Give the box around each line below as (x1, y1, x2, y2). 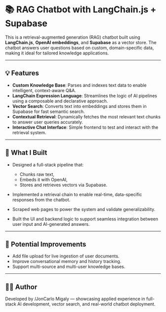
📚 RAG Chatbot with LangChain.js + (5, 4, 157, 15)
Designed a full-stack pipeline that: (12, 161, 84, 167)
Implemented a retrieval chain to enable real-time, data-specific (12, 191, 142, 197)
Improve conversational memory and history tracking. (12, 259, 122, 264)
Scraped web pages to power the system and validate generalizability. (12, 206, 156, 212)
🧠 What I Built (5, 149, 47, 157)
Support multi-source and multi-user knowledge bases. (12, 263, 125, 270)
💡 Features (5, 69, 40, 77)
